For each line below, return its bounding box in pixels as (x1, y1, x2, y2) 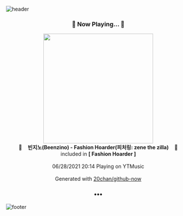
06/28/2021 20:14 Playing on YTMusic (52, 163, 144, 170)
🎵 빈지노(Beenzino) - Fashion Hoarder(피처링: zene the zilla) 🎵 (18, 144, 178, 151)
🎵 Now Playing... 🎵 (71, 20, 125, 28)
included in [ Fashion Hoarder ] (60, 150, 136, 157)
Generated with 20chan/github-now (55, 176, 141, 183)
